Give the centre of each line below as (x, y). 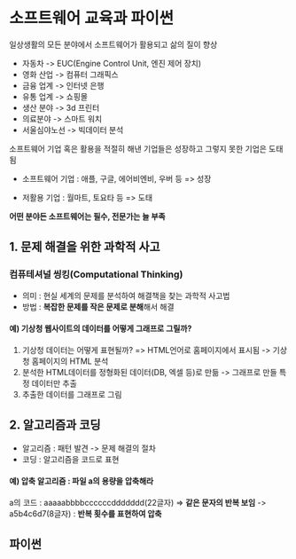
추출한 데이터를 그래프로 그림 (72, 394)
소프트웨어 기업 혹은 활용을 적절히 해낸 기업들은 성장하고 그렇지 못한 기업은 (138, 148)
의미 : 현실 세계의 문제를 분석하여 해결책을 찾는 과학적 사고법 (126, 295)
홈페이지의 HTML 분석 (70, 361)
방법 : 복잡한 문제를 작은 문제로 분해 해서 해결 (98, 306)
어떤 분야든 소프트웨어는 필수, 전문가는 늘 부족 (87, 216)
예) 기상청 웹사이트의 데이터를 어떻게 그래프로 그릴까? (101, 328)
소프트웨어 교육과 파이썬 (92, 18)
